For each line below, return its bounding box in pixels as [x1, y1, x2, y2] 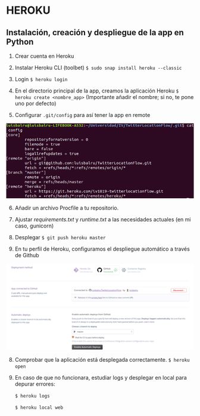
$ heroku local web [14, 404, 64, 411]
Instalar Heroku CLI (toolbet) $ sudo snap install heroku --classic [14, 64, 182, 71]
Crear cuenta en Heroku [14, 53, 74, 60]
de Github [14, 252, 40, 259]
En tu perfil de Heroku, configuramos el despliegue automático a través [14, 245, 190, 252]
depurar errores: [14, 380, 55, 387]
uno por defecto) [14, 100, 57, 107]
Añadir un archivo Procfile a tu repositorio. [14, 204, 119, 212]
